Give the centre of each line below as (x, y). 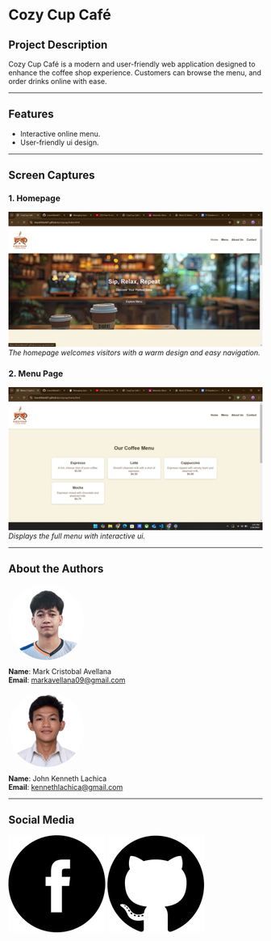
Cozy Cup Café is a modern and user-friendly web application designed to (132, 64)
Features (31, 114)
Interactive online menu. (60, 133)
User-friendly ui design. (59, 142)
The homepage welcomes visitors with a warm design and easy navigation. (134, 352)
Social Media (42, 820)
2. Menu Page (36, 373)
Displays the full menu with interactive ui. (77, 536)
